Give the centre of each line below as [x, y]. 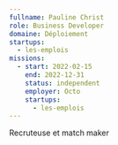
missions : [27, 58]
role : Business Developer [56, 26]
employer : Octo [53, 91]
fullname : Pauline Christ [56, 17]
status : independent [63, 83]
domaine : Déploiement [49, 34]
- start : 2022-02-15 [55, 67]
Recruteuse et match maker [59, 133]
